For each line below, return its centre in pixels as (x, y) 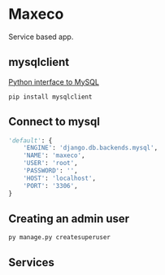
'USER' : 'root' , (51, 164)
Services (32, 262)
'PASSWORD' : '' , (51, 171)
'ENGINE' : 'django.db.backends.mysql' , (91, 148)
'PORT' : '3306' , (51, 186)
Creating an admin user (69, 218)
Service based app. (41, 37)
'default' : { (30, 140)
